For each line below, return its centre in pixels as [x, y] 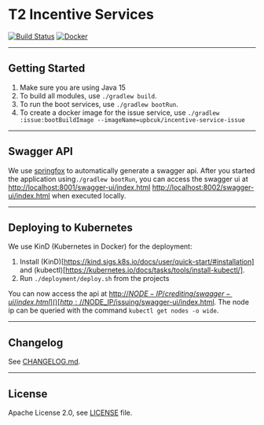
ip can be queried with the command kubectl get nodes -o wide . [114, 310]
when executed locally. [89, 195]
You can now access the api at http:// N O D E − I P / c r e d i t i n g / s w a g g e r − [119, 294]
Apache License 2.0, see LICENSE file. [70, 412]
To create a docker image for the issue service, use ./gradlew [119, 113]
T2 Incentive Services [81, 15]
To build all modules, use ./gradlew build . [88, 95]
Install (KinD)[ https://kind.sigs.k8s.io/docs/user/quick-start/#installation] [137, 262]
